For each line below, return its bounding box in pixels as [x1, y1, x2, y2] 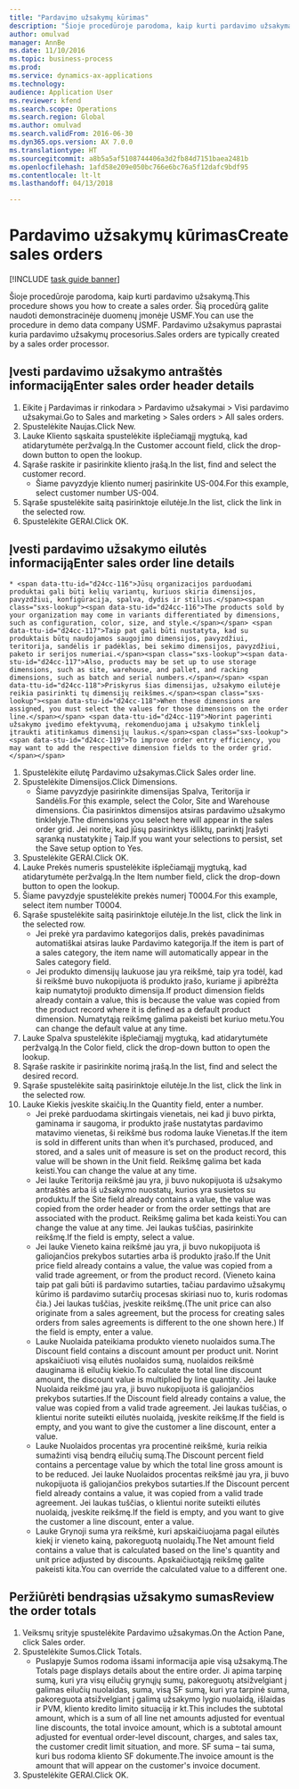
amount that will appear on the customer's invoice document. [35, 1760, 261, 1770]
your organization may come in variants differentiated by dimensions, [9, 611, 280, 620]
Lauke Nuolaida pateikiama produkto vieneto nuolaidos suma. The [35, 1336, 276, 1346]
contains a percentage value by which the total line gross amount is [35, 1459, 283, 1469]
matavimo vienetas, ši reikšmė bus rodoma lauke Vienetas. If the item [35, 1127, 287, 1138]
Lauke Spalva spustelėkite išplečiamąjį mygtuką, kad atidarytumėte [21, 1032, 269, 1043]
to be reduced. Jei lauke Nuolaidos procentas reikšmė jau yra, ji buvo [35, 1469, 289, 1479]
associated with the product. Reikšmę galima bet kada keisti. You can [35, 1212, 287, 1223]
